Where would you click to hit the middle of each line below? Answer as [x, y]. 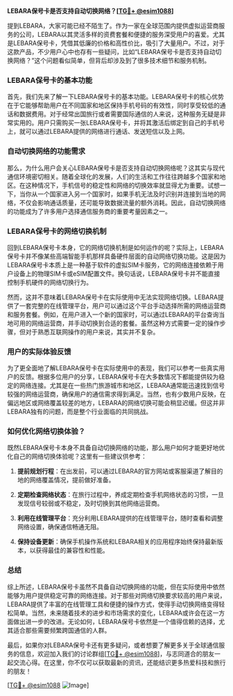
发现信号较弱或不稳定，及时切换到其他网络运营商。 [90, 503]
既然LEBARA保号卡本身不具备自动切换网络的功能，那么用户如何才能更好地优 [116, 448]
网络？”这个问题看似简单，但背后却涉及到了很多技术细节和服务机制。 [112, 61]
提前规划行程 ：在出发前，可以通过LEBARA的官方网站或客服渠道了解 [114, 471]
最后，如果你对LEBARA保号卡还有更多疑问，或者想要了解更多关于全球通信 [113, 645]
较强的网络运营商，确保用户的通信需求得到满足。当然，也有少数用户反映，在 [116, 394]
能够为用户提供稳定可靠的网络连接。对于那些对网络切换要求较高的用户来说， [116, 595]
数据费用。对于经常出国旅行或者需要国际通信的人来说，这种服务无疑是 [119, 114]
